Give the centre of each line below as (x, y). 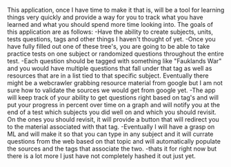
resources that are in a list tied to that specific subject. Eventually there (108, 76)
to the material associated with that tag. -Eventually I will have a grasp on (111, 127)
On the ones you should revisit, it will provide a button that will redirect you (113, 119)
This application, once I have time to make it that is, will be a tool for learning (116, 10)
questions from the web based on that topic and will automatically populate (114, 141)
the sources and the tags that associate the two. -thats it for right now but (112, 148)
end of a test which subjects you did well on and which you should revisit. (112, 112)
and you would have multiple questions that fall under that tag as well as (110, 68)
